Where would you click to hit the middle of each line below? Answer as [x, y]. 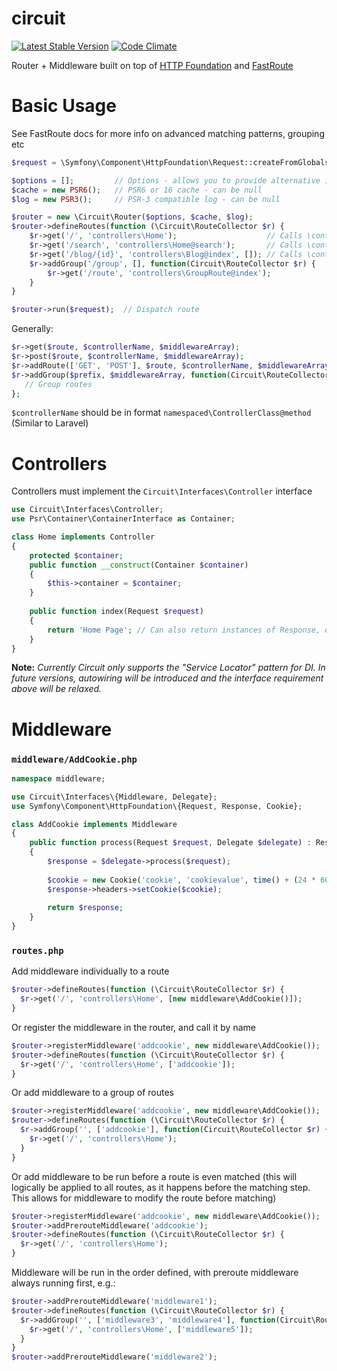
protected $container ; [76, 555]
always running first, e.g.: [63, 1283]
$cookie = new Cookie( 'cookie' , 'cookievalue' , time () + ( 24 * [182, 880]
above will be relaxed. [57, 689]
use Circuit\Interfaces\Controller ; [87, 510]
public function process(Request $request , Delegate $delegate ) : [170, 843]
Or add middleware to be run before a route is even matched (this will [154, 1176]
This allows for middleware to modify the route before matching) [144, 1198]
